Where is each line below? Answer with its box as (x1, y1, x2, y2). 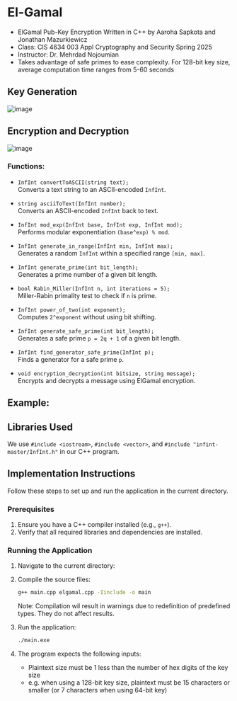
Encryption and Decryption (7, 125, 129, 137)
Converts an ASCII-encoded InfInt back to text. (17, 206, 159, 215)
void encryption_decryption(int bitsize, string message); (17, 370, 196, 377)
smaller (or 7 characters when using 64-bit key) (28, 686, 168, 695)
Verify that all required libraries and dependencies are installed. (17, 528, 203, 537)
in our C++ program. (59, 448, 120, 456)
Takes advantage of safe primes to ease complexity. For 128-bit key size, (17, 57, 231, 66)
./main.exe (17, 637, 50, 644)
